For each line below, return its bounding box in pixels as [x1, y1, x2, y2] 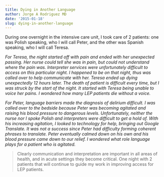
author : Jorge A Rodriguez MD [5, 12, 67, 17]
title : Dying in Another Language [5, 7, 76, 12]
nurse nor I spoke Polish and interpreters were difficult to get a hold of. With [5, 115, 159, 121]
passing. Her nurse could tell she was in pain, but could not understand [5, 59, 150, 65]
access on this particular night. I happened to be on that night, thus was [5, 69, 151, 76]
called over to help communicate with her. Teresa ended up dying [5, 75, 138, 81]
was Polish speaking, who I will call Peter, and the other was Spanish [5, 40, 144, 45]
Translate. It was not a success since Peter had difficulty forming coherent [5, 126, 156, 132]
